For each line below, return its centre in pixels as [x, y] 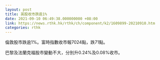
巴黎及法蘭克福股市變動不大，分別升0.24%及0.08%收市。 [64, 53]
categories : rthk [23, 28]
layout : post [18, 10]
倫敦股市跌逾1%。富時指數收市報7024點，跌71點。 [56, 42]
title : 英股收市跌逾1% [26, 14]
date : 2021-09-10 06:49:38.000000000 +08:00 [51, 19]
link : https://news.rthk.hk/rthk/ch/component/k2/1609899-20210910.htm [80, 23]
